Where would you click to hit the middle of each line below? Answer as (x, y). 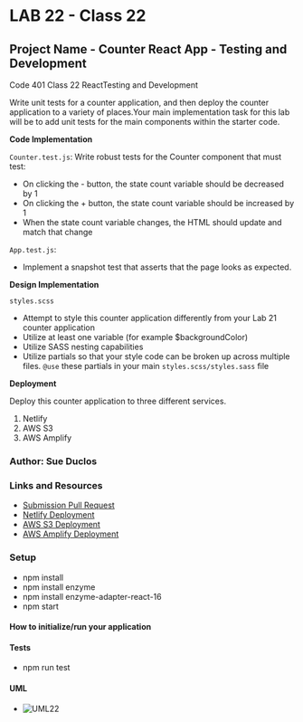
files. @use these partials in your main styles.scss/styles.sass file (146, 366)
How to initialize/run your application (80, 627)
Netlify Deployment (58, 515)
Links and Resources (56, 485)
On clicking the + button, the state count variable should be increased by (158, 203)
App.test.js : (33, 249)
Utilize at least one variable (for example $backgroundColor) (135, 337)
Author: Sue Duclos (53, 461)
